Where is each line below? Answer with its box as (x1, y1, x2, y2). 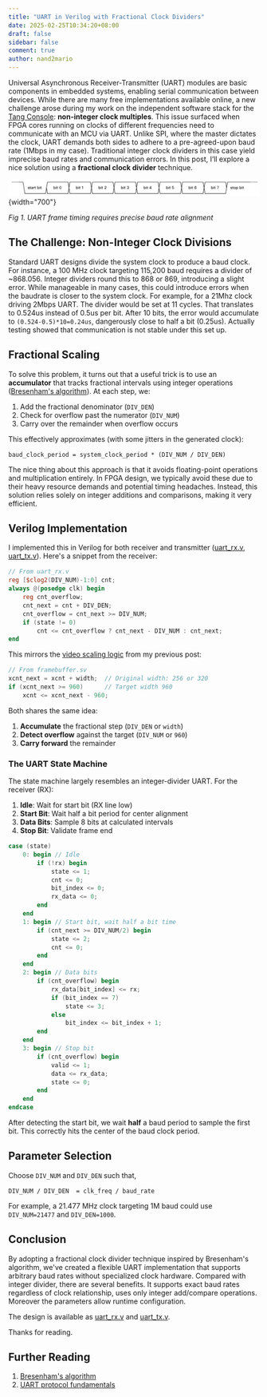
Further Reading (8, 1351, 91, 1364)
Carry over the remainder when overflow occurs (19, 419, 179, 428)
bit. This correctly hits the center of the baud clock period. (8, 1126, 200, 1136)
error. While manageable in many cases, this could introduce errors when (8, 282, 249, 292)
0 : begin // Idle (22, 851, 80, 859)
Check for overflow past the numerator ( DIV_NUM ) (19, 410, 180, 419)
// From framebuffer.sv (8, 666, 88, 674)
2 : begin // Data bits (22, 969, 98, 977)
